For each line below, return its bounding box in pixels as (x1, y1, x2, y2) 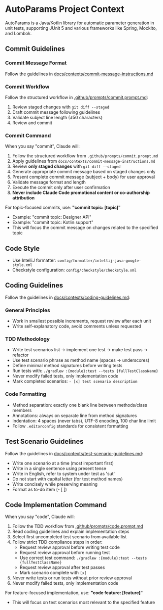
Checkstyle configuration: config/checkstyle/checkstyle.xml (12, 267, 137, 273)
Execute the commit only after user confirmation (12, 185, 111, 190)
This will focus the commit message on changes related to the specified (12, 225, 159, 231)
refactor (12, 352, 29, 358)
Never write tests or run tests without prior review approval (12, 575, 132, 581)
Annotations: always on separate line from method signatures (12, 412, 137, 419)
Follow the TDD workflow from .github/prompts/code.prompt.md (12, 523, 143, 529)
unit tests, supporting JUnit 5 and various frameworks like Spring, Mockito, (5, 25, 157, 31)
